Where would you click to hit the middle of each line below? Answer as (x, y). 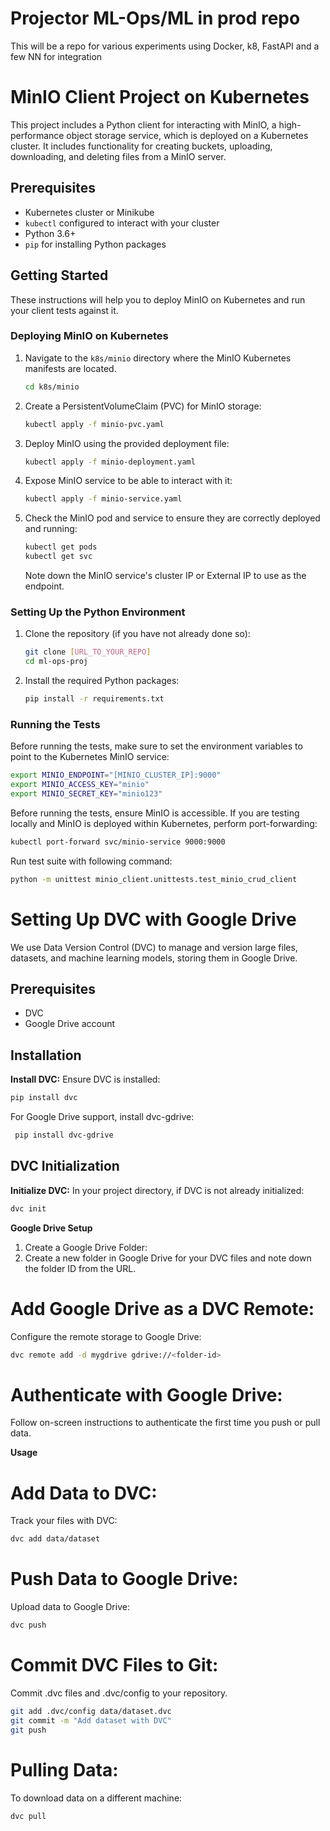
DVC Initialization (65, 1166)
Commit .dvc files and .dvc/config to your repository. (119, 1693)
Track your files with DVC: (64, 1521)
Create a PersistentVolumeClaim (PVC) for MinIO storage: (143, 406)
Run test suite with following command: (91, 861)
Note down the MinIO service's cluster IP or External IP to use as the (165, 576)
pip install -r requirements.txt (94, 699)
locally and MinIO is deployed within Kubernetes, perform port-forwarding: (164, 823)
